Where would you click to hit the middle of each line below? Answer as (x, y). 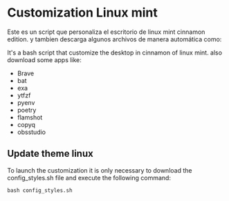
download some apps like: (44, 59)
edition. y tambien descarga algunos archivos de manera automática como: (114, 39)
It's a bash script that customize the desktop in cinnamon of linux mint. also (115, 52)
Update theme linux (50, 154)
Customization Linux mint (82, 13)
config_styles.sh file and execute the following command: (89, 178)
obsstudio (31, 132)
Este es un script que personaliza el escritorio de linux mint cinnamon (106, 32)
